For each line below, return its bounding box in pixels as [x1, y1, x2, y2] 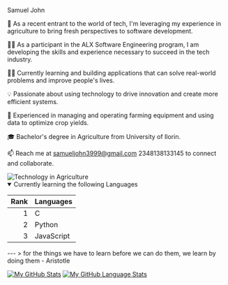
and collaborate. [7, 159, 54, 167]
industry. [7, 55, 33, 64]
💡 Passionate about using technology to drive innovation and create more [7, 90, 218, 98]
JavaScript [34, 231, 70, 240]
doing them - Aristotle [7, 256, 70, 265]
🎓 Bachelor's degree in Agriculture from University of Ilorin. [7, 133, 181, 140]
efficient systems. [7, 98, 59, 105]
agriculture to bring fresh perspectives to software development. [7, 27, 193, 35]
